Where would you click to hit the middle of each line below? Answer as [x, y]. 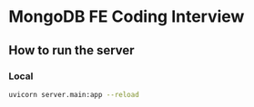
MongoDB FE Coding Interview [127, 17]
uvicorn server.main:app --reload [74, 94]
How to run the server [71, 50]
